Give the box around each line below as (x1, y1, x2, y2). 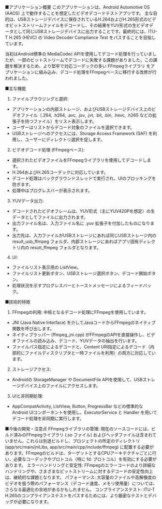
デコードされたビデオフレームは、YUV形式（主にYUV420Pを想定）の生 (12, 208, 155, 214)
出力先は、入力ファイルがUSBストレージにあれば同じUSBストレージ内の (12, 233, 157, 238)
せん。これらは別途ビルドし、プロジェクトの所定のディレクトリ (13, 438, 140, 443)
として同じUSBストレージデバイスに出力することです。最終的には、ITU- (13, 29, 158, 34)
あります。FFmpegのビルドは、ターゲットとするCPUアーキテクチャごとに (5, 450, 152, 456)
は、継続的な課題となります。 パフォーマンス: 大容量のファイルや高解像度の (5, 475, 156, 480)
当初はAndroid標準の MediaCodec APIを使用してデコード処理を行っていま (5, 51, 152, 57)
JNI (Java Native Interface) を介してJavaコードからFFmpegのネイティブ (12, 320, 156, 325)
